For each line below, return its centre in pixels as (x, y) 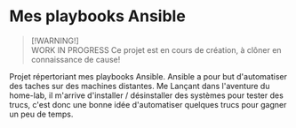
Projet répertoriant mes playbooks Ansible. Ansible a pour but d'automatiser (148, 76)
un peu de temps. (41, 114)
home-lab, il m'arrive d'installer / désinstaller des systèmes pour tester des (147, 95)
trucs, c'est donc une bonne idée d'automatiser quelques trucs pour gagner (148, 104)
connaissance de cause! (76, 59)
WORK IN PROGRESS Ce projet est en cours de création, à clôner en (156, 49)
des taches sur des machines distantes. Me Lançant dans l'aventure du (140, 86)
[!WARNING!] (55, 41)
